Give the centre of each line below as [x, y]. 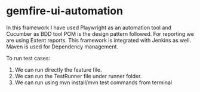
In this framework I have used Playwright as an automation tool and [89, 27]
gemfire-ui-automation [65, 11]
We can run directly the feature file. [58, 69]
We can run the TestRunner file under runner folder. [78, 76]
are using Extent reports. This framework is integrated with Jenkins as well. [99, 40]
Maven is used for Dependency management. [62, 47]
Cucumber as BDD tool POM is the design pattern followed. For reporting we [100, 33]
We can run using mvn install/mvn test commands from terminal [93, 82]
